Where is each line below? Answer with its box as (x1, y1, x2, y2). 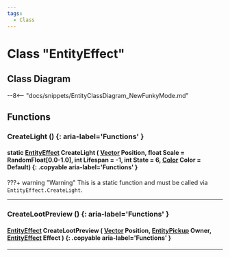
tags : (7, 10, 23, 17)
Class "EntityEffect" (7, 46, 125, 62)
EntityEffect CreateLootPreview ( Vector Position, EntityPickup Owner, (7, 226, 212, 234)
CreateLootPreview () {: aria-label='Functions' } (7, 209, 170, 219)
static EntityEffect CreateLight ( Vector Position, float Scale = (7, 149, 185, 157)
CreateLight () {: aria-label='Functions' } (7, 132, 144, 141)
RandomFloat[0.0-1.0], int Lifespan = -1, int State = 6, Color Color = (7, 156, 201, 164)
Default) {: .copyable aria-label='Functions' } (7, 163, 138, 171)
